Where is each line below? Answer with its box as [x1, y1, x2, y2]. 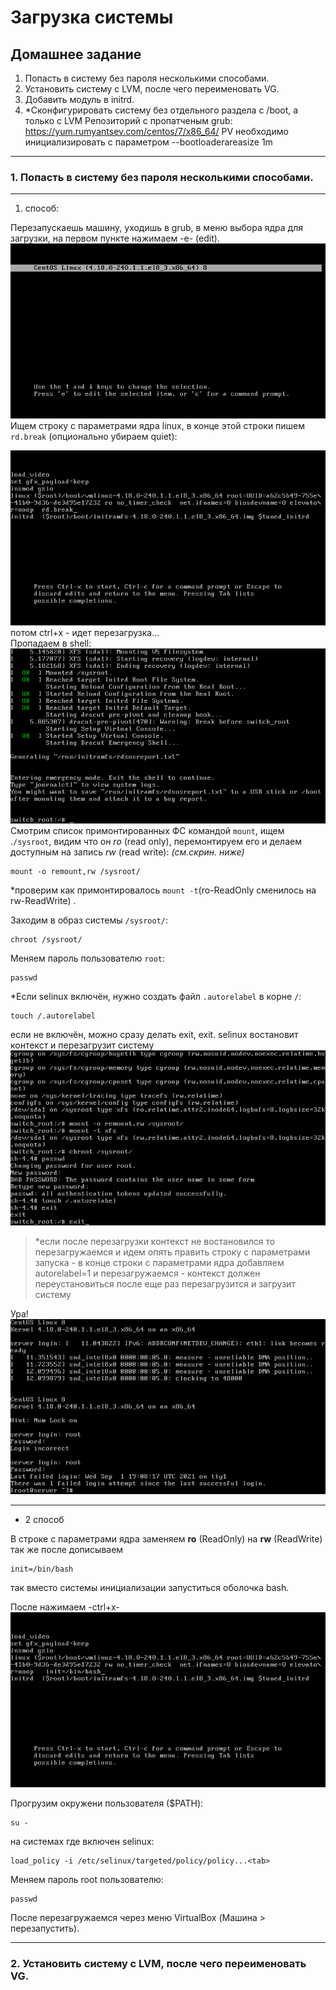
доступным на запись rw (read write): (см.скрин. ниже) [10, 846, 245, 858]
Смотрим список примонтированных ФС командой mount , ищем [10, 825, 285, 837]
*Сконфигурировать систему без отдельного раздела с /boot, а [24, 104, 299, 116]
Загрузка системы [10, 6, 174, 29]
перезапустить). [10, 1922, 80, 1935]
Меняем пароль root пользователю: [10, 1874, 164, 1886]
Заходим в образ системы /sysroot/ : [10, 914, 169, 926]
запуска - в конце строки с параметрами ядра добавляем [34, 1257, 285, 1269]
